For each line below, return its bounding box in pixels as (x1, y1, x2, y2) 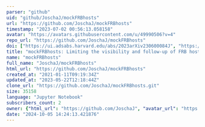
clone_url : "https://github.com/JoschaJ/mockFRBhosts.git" (6, 83, 160, 89)
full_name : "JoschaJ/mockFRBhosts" (6, 60, 97, 66)
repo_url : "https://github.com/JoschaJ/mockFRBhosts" (6, 37, 146, 43)
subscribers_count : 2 (6, 100, 62, 106)
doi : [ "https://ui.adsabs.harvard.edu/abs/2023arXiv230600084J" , (6, 43, 176, 49)
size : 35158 (6, 89, 37, 95)
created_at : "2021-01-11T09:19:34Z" (6, 71, 99, 78)
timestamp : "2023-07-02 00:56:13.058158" (6, 26, 113, 32)
